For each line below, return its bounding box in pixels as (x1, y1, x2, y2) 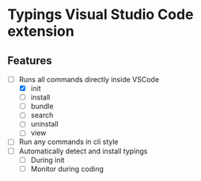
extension (7, 22, 74, 40)
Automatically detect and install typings (18, 146, 148, 156)
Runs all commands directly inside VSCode (18, 75, 160, 84)
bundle (30, 101, 54, 111)
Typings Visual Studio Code (7, 6, 194, 24)
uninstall (30, 119, 59, 129)
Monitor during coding (30, 164, 104, 173)
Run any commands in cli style (18, 137, 119, 147)
